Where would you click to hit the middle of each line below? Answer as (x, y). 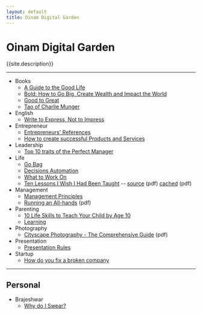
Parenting (27, 209)
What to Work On (45, 177)
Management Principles (53, 196)
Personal (23, 285)
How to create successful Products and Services (84, 139)
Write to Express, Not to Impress (64, 120)
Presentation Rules (47, 248)
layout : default (26, 12)
